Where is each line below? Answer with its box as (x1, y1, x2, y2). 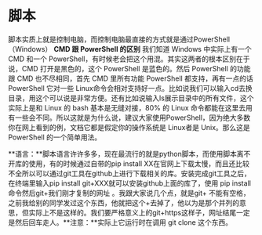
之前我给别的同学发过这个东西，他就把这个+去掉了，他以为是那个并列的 (8, 197, 240, 208)
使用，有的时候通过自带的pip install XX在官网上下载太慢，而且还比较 (28, 158, 249, 168)
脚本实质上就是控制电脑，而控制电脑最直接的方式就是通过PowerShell (8, 34, 230, 44)
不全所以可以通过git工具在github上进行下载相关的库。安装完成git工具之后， (8, 168, 251, 178)
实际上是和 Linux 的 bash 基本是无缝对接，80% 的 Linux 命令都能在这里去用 (8, 103, 253, 112)
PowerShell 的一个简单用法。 (8, 132, 102, 142)
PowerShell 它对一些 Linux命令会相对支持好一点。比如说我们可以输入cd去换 (8, 83, 253, 92)
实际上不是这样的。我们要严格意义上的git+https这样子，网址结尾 (28, 208, 237, 217)
